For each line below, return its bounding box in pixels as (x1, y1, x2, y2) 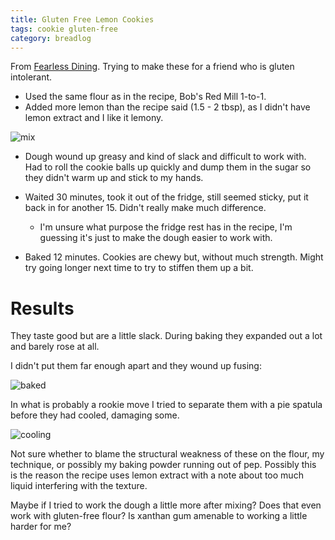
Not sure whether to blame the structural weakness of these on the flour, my (10, 448, 325, 460)
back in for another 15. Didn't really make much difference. (24, 202, 267, 214)
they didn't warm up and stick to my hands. (24, 172, 204, 184)
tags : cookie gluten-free (10, 24, 118, 34)
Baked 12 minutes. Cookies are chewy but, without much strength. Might (24, 251, 324, 263)
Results (10, 297, 75, 320)
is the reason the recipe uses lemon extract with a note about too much (10, 469, 304, 481)
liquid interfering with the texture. (10, 480, 148, 492)
